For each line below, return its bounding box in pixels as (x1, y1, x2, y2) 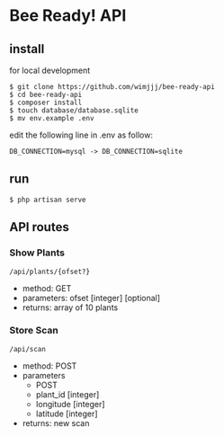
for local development (9, 65, 91, 76)
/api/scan (9, 344, 47, 353)
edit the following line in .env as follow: (9, 129, 153, 140)
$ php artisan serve (9, 195, 87, 204)
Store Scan (9, 325, 58, 337)
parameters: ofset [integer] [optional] (22, 292, 160, 303)
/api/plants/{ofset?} (9, 267, 91, 276)
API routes (9, 219, 69, 235)
